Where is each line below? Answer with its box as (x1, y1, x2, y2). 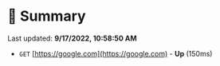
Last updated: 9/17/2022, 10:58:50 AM (7, 33, 137, 43)
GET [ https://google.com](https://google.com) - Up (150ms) (18, 49, 213, 58)
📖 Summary (7, 7, 86, 25)
